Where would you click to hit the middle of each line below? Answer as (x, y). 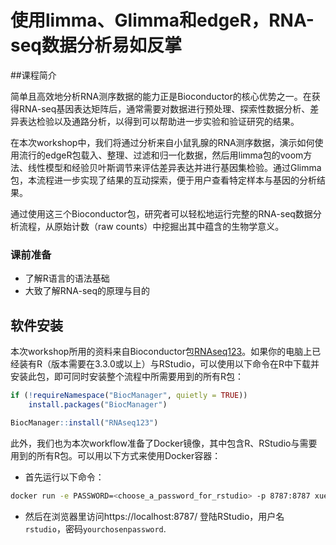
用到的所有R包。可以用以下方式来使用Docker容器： (116, 455)
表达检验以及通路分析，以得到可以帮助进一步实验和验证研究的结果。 (159, 121)
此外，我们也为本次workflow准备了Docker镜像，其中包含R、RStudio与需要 (164, 443)
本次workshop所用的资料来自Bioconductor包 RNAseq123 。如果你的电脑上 (161, 352)
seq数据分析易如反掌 (96, 45)
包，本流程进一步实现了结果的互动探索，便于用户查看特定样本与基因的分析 (163, 180)
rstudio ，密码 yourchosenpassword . (95, 528)
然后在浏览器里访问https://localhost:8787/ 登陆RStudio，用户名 (154, 516)
